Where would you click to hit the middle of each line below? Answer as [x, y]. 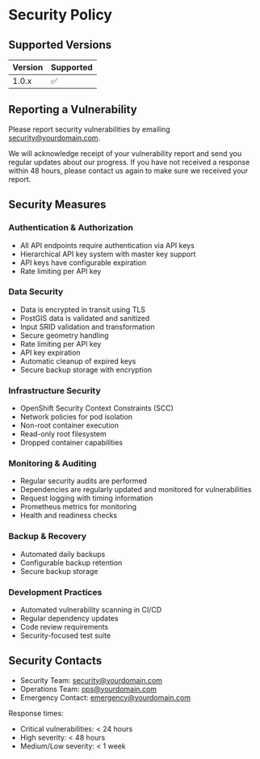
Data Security [36, 292]
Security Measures [57, 205]
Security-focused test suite [65, 635]
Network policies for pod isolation [76, 417]
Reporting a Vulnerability [73, 110]
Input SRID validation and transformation [87, 327]
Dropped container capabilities [71, 443]
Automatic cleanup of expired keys [78, 361]
